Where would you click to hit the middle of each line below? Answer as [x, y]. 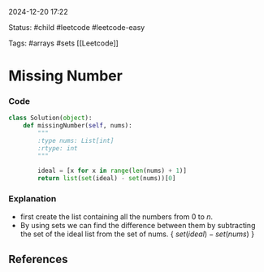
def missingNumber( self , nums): [78, 126]
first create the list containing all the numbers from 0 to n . [117, 216]
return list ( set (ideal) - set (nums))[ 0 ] [107, 178]
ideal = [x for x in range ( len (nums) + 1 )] [112, 171]
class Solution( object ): [50, 118]
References [38, 259]
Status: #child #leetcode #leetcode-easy [77, 27]
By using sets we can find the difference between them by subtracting [138, 225]
